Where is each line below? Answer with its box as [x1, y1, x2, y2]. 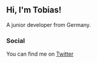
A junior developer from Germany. [6, 21, 91, 28]
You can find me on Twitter [6, 50, 74, 57]
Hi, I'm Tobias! [6, 5, 62, 15]
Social [6, 36, 25, 45]
